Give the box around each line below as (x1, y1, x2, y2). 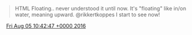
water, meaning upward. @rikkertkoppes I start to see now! (14, 11, 160, 18)
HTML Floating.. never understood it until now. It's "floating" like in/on (14, 5, 187, 12)
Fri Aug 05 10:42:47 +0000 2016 (5, 23, 86, 29)
